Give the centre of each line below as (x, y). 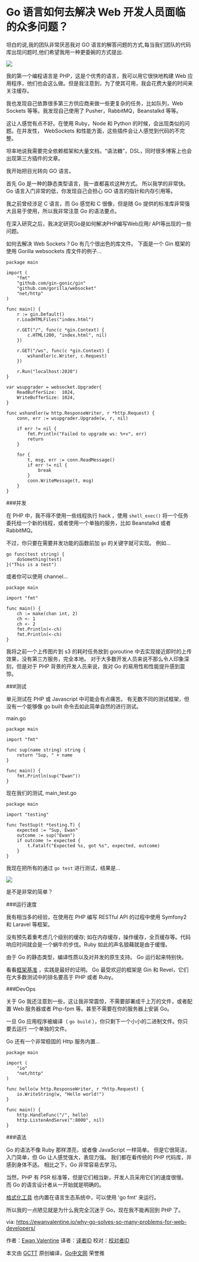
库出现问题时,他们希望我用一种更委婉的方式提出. (65, 52)
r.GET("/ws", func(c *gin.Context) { (63, 351)
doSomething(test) (39, 559)
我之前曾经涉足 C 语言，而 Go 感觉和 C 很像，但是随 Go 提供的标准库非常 (95, 203)
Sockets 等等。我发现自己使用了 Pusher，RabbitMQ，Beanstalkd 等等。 (94, 111)
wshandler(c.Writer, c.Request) (68, 356)
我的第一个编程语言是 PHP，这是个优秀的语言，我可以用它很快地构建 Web (96, 75)
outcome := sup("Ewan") (46, 835)
